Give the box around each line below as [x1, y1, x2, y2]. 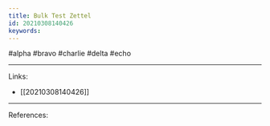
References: [8, 110, 48, 120]
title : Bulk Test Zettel [8, 11, 92, 20]
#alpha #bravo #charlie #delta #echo [8, 49, 131, 59]
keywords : [8, 26, 42, 35]
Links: [8, 71, 28, 81]
